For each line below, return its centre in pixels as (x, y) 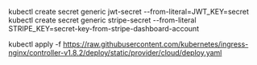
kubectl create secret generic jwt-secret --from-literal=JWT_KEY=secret (129, 12)
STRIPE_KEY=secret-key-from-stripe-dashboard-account (104, 28)
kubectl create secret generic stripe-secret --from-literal (102, 20)
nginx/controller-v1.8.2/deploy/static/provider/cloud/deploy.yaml (115, 53)
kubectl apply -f (35, 44)
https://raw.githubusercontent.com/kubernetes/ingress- (156, 44)
